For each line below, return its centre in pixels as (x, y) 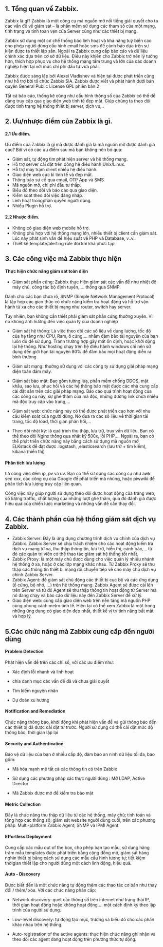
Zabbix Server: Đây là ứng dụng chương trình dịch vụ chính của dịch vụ (83, 539)
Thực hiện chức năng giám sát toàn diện (47, 271)
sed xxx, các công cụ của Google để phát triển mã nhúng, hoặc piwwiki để (80, 479)
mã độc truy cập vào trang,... (41, 402)
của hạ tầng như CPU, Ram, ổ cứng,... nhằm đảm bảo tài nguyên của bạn (85, 336)
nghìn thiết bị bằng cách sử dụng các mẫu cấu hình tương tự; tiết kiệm (75, 858)
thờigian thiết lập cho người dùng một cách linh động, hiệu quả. (68, 863)
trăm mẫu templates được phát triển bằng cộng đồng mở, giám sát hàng (77, 852)
